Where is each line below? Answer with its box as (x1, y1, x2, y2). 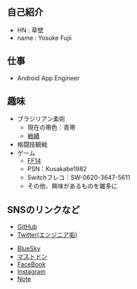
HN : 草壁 (16, 26, 44, 34)
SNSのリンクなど (7, 204, 80, 216)
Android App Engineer (16, 74, 80, 82)
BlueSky (16, 244, 41, 253)
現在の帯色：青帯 (27, 123, 76, 131)
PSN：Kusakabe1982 (27, 165, 87, 173)
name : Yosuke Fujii (16, 34, 72, 42)
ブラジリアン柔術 (16, 115, 65, 123)
